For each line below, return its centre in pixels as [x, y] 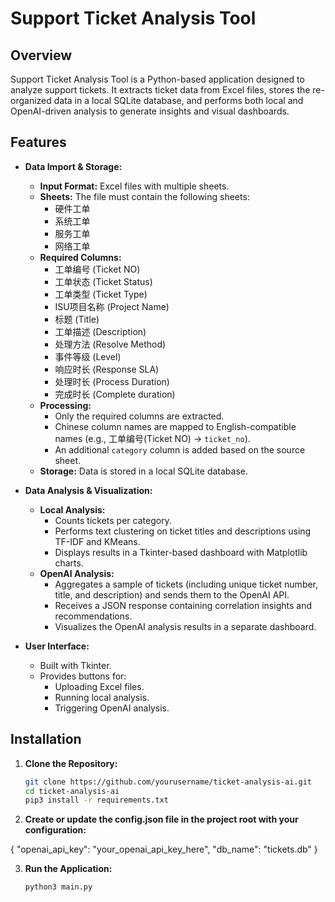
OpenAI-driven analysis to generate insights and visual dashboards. [150, 111]
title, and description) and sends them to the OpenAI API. [172, 594]
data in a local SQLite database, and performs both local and [178, 100]
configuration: [55, 830]
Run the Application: [68, 869]
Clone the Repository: [71, 763]
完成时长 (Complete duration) [115, 394]
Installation [46, 739]
